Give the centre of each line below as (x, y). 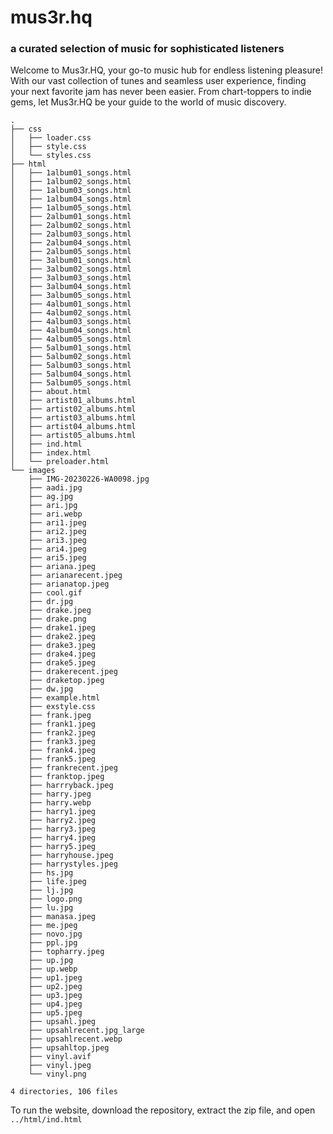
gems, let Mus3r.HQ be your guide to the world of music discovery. (148, 102)
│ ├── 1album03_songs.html (71, 191)
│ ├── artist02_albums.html (73, 409)
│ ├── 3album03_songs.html (71, 278)
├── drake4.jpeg (62, 654)
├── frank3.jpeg (62, 742)
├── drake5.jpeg (62, 663)
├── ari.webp (55, 514)
